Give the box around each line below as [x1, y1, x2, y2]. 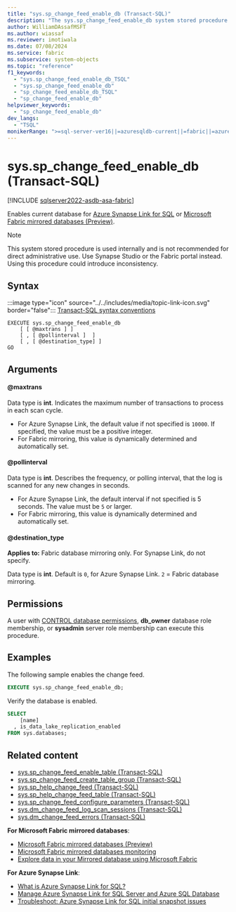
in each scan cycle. [7, 405, 63, 415]
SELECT [7, 710, 27, 717]
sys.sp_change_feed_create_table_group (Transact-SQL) [17, 775, 181, 783]
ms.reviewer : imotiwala [7, 37, 77, 44]
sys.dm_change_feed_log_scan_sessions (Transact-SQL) [17, 805, 183, 814]
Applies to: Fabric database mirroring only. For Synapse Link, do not [7, 549, 206, 557]
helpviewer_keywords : [7, 102, 71, 109]
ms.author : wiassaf [7, 30, 65, 37]
